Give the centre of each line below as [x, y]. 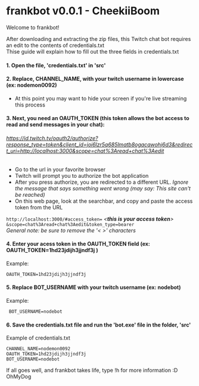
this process [30, 105]
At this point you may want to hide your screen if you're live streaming [101, 98]
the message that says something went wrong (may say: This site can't [102, 188]
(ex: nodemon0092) [32, 85]
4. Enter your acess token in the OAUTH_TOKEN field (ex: [78, 244]
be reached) [30, 194]
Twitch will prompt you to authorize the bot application [82, 175]
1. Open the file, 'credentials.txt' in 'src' [56, 65]
